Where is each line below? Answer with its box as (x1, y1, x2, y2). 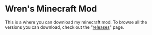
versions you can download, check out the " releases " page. (5, 24, 124, 30)
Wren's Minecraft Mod (5, 3, 97, 14)
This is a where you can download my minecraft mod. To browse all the (5, 19, 147, 25)
